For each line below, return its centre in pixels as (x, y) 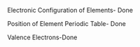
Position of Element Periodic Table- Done (66, 23)
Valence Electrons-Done (42, 37)
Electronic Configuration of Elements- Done (70, 10)
